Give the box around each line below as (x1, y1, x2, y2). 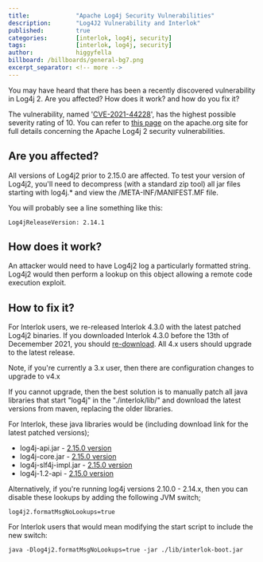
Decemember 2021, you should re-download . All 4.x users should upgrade (8, 340, 253, 349)
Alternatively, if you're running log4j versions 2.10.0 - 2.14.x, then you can (8, 484, 249, 494)
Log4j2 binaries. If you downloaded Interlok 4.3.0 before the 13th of (8, 331, 230, 340)
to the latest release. (8, 348, 75, 357)
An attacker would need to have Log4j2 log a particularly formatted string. (8, 261, 251, 271)
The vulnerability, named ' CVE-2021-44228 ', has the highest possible (8, 109, 237, 119)
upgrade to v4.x (8, 371, 61, 381)
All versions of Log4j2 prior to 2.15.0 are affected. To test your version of (8, 171, 246, 180)
